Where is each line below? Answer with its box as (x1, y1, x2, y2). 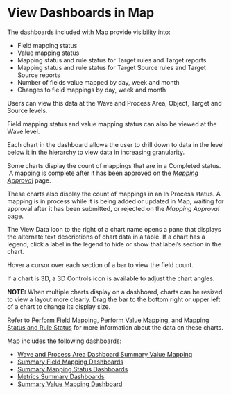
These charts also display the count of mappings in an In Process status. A (7, 190, 221, 198)
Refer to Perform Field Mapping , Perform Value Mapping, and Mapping (7, 316, 209, 324)
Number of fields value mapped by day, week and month (17, 78, 180, 86)
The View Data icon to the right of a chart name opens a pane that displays (7, 225, 221, 233)
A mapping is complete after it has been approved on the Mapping (8, 169, 199, 177)
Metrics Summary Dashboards (17, 372, 105, 380)
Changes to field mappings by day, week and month (17, 85, 166, 94)
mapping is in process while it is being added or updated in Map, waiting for (7, 196, 224, 205)
